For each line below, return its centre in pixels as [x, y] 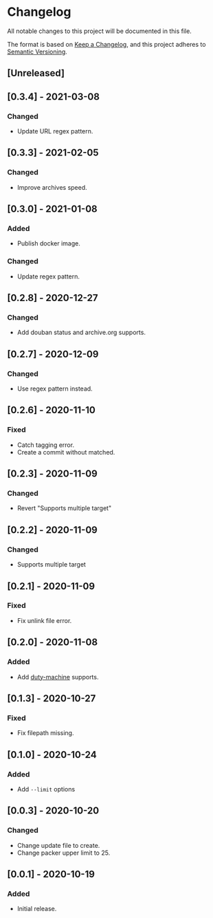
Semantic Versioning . [37, 52]
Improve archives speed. [52, 187]
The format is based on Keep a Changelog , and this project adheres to [106, 44]
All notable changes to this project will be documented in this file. [100, 31]
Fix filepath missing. [45, 733]
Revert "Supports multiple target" [64, 508]
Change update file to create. [58, 845]
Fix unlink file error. [44, 620]
